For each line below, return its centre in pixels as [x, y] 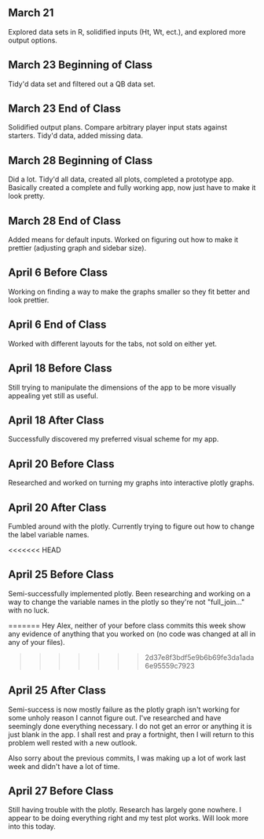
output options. [33, 40]
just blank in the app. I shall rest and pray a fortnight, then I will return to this [131, 735]
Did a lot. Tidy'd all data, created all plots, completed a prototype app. [121, 179]
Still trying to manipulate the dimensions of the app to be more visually [122, 387]
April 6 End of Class [57, 325]
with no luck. [29, 610]
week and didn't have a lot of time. [64, 766]
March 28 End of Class [65, 220]
